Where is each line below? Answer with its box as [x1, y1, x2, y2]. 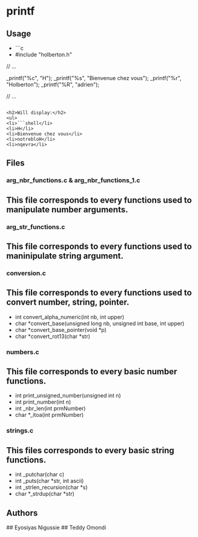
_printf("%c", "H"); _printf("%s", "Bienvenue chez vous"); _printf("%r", [6, 75, 182, 81]
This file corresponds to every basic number [6, 366, 177, 377]
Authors [6, 508, 38, 518]
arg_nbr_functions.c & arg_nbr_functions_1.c [6, 176, 140, 184]
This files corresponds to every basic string [6, 445, 174, 456]
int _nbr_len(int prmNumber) [15, 405, 86, 412]
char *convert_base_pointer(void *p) [15, 326, 107, 333]
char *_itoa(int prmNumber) [15, 411, 84, 419]
